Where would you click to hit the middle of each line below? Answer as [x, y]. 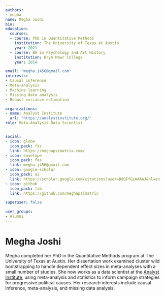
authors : [14, 10]
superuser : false [24, 202]
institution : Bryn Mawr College [48, 57]
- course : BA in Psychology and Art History [58, 52]
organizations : [21, 109]
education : [17, 29]
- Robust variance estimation [37, 100]
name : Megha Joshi [25, 19]
